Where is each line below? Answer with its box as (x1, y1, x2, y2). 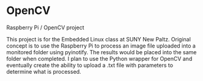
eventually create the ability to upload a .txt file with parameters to (6, 62, 173, 69)
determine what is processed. (6, 68, 81, 75)
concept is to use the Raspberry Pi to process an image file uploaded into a (6, 42, 196, 49)
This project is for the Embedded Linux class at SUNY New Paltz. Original (6, 35, 191, 43)
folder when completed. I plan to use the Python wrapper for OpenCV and (6, 55, 193, 62)
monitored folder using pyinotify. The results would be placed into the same (6, 48, 197, 55)
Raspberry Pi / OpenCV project (6, 24, 84, 31)
